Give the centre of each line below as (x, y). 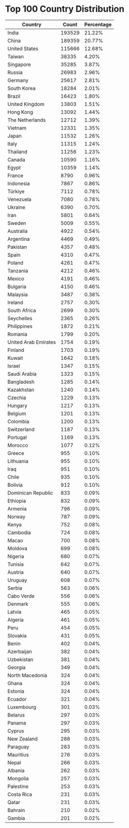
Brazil (14, 96)
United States (23, 48)
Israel (14, 366)
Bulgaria (17, 287)
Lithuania (18, 461)
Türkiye (16, 191)
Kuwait (15, 358)
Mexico (16, 278)
